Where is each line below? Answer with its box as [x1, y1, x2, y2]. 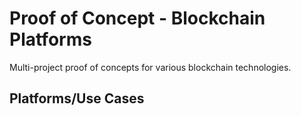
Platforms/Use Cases [9, 90, 145, 107]
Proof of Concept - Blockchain [9, 7, 266, 30]
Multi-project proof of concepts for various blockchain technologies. [9, 61, 292, 73]
